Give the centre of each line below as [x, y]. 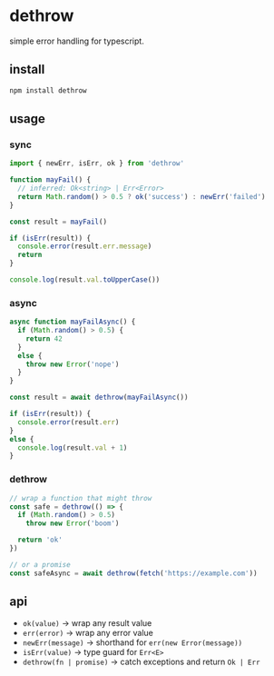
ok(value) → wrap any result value [87, 623]
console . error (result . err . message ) [85, 246]
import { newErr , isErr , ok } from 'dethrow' [97, 164]
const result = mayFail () [58, 222]
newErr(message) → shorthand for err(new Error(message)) [132, 642]
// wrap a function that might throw [81, 498]
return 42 [44, 338]
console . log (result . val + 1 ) [73, 447]
